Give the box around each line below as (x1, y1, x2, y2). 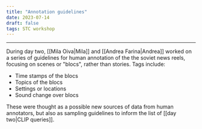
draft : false (6, 20, 39, 26)
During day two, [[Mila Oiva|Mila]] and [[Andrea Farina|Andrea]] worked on (6, 48, 192, 55)
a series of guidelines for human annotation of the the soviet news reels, (6, 54, 185, 61)
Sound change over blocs (14, 92, 79, 99)
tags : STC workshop (6, 25, 55, 32)
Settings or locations (14, 85, 67, 92)
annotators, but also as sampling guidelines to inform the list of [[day (6, 110, 177, 117)
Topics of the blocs (14, 79, 63, 86)
